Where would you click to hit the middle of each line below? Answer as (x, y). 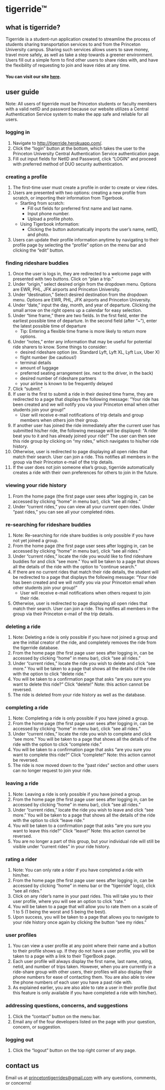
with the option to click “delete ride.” (49, 674)
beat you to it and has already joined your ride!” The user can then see (84, 436)
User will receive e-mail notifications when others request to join (85, 593)
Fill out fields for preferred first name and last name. (80, 208)
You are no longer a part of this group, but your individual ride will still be (86, 841)
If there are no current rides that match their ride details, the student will (85, 572)
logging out (20, 1039)
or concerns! (18, 1083)
